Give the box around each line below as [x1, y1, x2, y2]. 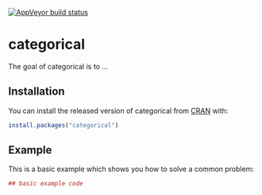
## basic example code [8, 180, 83, 188]
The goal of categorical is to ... [8, 61, 109, 71]
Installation [8, 84, 65, 99]
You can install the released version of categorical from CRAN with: [8, 106, 229, 115]
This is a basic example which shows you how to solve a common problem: [8, 164, 254, 174]
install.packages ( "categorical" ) [8, 121, 119, 129]
